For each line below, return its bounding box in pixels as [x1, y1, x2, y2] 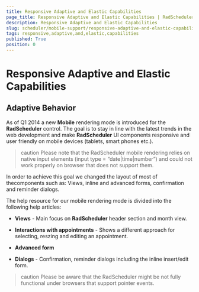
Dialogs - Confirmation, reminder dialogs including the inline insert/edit [14, 255, 189, 262]
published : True [6, 36, 46, 42]
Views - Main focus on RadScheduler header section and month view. [14, 215, 188, 222]
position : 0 [6, 42, 36, 48]
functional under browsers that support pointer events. [20, 279, 155, 287]
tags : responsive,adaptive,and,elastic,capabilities [6, 31, 139, 37]
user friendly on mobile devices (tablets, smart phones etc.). [6, 137, 154, 145]
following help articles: [6, 203, 62, 210]
